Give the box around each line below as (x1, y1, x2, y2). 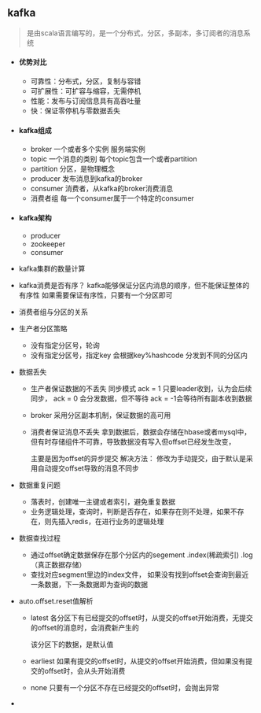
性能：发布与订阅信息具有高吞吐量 (30, 96, 142, 105)
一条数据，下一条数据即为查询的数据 (30, 580, 149, 589)
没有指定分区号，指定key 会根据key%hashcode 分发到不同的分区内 (30, 350, 248, 360)
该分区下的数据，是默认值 (30, 640, 114, 649)
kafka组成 (18, 125, 52, 135)
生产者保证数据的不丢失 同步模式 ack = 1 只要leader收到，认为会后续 (30, 384, 252, 393)
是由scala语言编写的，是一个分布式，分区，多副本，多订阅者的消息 (26, 28, 244, 38)
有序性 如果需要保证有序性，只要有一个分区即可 (18, 290, 173, 300)
